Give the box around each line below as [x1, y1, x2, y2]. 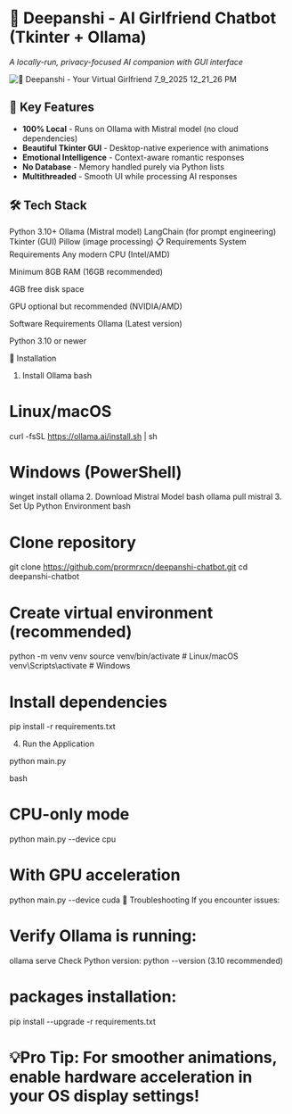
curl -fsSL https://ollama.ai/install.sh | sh [9, 430, 158, 441]
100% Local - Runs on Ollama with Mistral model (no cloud [21, 123, 239, 134]
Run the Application [21, 738, 95, 749]
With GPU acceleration [9, 865, 181, 885]
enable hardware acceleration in [9, 1067, 253, 1087]
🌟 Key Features [9, 100, 95, 115]
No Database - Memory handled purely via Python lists [21, 161, 225, 172]
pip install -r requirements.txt [9, 721, 116, 732]
